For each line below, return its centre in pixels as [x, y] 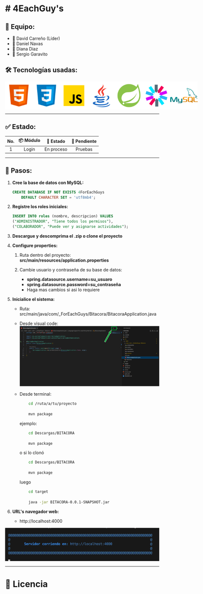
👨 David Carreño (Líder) [36, 38]
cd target [38, 492]
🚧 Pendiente [84, 141]
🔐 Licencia [26, 584]
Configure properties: [35, 245]
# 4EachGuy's [34, 9]
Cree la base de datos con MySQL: [48, 183]
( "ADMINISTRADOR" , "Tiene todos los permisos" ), [63, 221]
